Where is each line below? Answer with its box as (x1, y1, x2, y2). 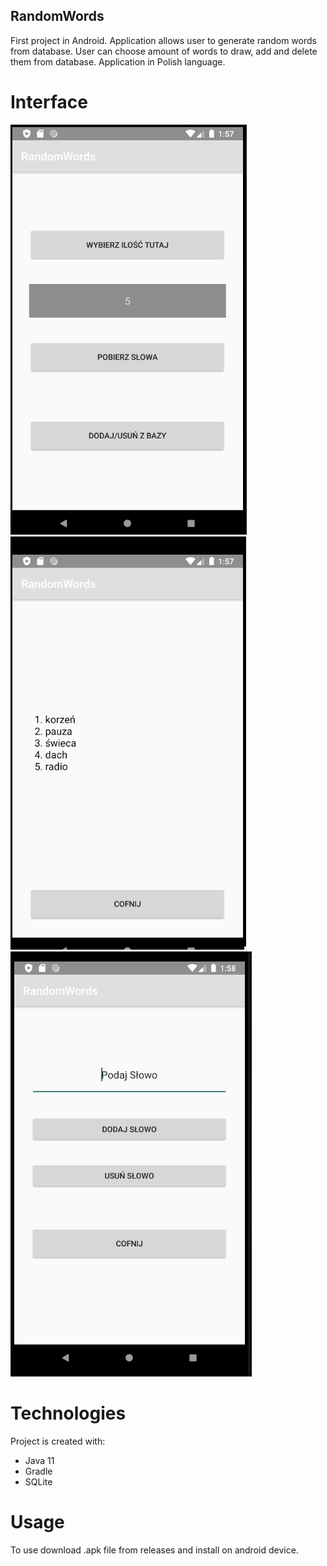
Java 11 (24, 1454, 55, 1466)
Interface (10, 91, 88, 113)
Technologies (10, 1402, 127, 1424)
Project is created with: (10, 1435, 106, 1447)
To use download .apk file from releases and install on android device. (10, 1544, 299, 1556)
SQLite (24, 1475, 53, 1488)
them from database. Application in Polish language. (10, 55, 226, 68)
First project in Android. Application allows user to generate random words (10, 34, 317, 46)
